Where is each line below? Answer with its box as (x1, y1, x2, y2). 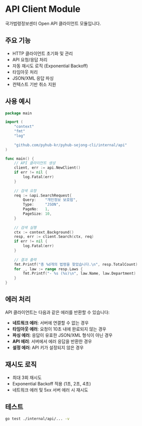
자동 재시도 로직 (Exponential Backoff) (12, 63, 88, 69)
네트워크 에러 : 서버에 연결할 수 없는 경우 (12, 320, 89, 326)
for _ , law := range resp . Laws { (14, 266, 83, 272)
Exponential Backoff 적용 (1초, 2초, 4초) (12, 380, 91, 386)
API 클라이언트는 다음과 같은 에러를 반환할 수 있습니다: (5, 309, 110, 315)
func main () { (5, 156, 35, 161)
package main (5, 110, 32, 116)
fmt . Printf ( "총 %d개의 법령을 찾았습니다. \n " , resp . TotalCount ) (14, 262, 138, 267)
